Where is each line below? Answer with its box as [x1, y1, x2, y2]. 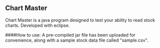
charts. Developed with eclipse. [5, 22, 70, 28]
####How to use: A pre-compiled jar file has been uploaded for [5, 32, 136, 38]
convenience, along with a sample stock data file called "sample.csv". [5, 37, 149, 43]
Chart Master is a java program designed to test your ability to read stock [5, 17, 156, 23]
